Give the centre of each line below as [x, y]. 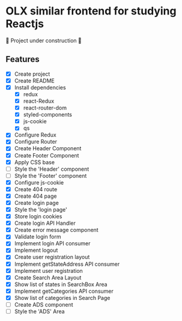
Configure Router [36, 142]
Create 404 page [35, 196]
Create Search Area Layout [48, 277]
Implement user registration [49, 271]
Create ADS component [44, 304]
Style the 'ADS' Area [39, 311]
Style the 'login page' [41, 209]
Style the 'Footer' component [50, 176]
